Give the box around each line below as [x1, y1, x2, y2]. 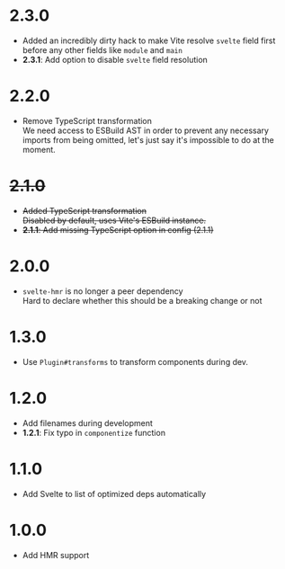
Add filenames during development [22, 417, 153, 428]
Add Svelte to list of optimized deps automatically [22, 488, 207, 499]
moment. [22, 144, 56, 155]
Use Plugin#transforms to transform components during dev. [22, 356, 249, 367]
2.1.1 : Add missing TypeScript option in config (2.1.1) [22, 224, 214, 235]
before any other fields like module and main [22, 44, 183, 55]
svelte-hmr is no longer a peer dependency [22, 285, 183, 297]
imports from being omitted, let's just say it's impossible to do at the [22, 134, 274, 145]
